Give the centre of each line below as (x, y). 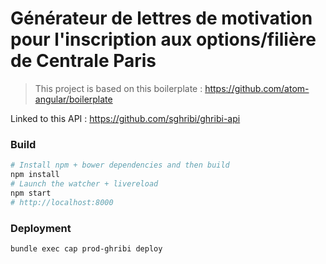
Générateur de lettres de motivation (161, 18)
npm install (35, 175)
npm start (31, 193)
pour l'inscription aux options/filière (163, 39)
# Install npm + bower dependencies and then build (120, 165)
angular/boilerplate (73, 99)
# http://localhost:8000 (62, 202)
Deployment (41, 228)
